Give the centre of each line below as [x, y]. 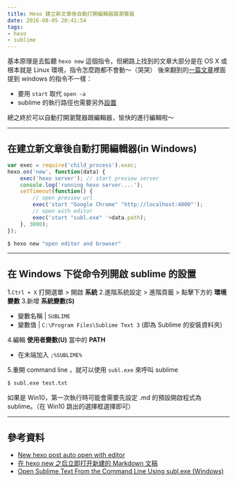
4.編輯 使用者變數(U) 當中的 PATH [56, 340]
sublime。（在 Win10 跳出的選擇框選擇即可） [71, 406]
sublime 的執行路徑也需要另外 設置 [67, 102]
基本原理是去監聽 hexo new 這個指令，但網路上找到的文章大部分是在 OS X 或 [117, 61]
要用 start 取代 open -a [51, 94]
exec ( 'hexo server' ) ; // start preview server [90, 178]
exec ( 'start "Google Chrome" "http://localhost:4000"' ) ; [118, 205]
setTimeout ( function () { [56, 191]
